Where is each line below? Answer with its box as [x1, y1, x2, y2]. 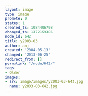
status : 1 [5, 20, 25, 26]
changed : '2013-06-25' [5, 52, 51, 57]
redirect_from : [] [5, 57, 42, 62]
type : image [5, 12, 29, 16]
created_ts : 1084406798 [5, 25, 53, 30]
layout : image [5, 7, 34, 12]
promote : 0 [5, 16, 27, 21]
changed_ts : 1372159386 [5, 30, 53, 34]
